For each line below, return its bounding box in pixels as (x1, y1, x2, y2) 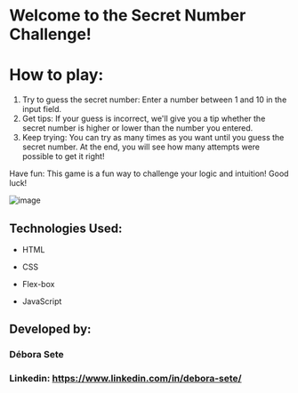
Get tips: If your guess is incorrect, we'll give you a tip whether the (21, 113, 266, 124)
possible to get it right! (21, 151, 105, 162)
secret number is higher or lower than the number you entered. (21, 123, 254, 133)
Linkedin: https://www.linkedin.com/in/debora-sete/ (9, 373, 242, 385)
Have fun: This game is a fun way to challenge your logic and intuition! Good (9, 168, 289, 179)
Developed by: (9, 322, 92, 337)
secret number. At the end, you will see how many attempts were (21, 141, 261, 152)
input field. (21, 104, 62, 115)
